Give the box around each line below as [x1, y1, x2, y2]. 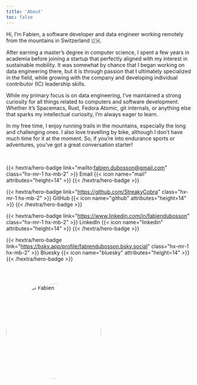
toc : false [6, 14, 33, 20]
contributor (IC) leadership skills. [6, 80, 86, 87]
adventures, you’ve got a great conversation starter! [6, 141, 133, 148]
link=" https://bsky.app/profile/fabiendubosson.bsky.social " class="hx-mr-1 [6, 243, 189, 250]
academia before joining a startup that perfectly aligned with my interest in [6, 55, 188, 62]
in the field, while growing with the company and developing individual [6, 74, 178, 81]
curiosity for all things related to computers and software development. [6, 98, 179, 105]
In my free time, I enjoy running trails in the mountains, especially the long [6, 122, 186, 129]
